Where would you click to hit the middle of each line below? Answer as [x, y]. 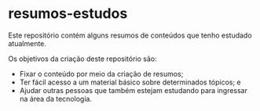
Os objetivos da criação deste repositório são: [82, 59]
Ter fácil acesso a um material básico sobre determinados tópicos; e [130, 82]
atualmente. [27, 43]
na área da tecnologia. [56, 98]
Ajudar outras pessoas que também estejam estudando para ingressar [133, 90]
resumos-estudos [68, 14]
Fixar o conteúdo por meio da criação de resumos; [101, 73]
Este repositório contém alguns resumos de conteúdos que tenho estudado [130, 35]
